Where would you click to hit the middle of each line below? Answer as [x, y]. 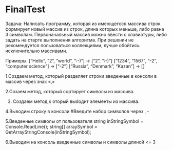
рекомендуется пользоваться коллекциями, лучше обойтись [73, 45]
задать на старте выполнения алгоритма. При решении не [70, 40]
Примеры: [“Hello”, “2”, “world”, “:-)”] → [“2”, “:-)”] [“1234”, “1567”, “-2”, [81, 60]
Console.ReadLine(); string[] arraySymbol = [51, 126]
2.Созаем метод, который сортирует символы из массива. [70, 91]
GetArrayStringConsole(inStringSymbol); [48, 132]
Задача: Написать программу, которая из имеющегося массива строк [83, 24]
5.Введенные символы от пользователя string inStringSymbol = [74, 121]
